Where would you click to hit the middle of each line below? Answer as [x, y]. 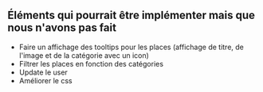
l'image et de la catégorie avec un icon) [84, 55]
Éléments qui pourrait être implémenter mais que [131, 15]
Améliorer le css [45, 80]
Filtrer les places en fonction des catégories [91, 63]
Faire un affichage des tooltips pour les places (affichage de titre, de [131, 47]
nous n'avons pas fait [62, 28]
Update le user [43, 72]
